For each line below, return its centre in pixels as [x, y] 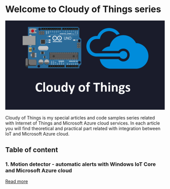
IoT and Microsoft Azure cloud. [37, 134]
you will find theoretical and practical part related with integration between [83, 129]
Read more [17, 181]
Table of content [32, 150]
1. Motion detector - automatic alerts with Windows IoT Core [80, 164]
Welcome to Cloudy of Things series [83, 9]
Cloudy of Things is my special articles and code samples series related [80, 118]
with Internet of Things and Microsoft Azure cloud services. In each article [83, 123]
